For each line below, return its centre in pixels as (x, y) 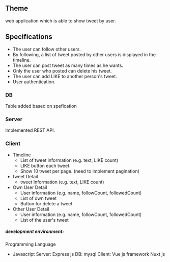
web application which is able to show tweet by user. (61, 20)
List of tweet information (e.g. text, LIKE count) (69, 160)
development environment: (35, 231)
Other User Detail (31, 209)
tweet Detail (25, 176)
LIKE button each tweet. (45, 165)
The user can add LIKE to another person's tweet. (65, 76)
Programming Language (31, 244)
